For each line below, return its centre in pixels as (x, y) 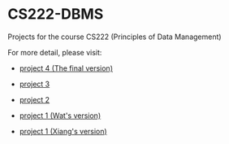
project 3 (35, 84)
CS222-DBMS (56, 14)
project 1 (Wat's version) (60, 116)
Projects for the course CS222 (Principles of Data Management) (114, 37)
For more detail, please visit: (55, 52)
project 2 (35, 99)
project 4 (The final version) (66, 68)
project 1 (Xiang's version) (63, 131)
